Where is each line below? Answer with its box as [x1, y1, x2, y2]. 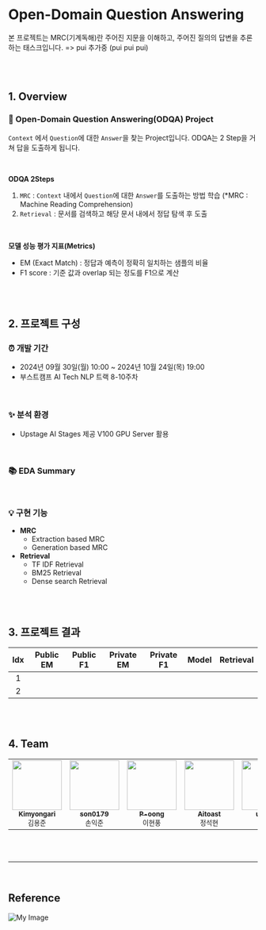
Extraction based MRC [31, 534, 105, 544]
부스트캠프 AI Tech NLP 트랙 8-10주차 [19, 372, 139, 382]
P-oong [139, 809, 165, 818]
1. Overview [8, 90, 67, 104]
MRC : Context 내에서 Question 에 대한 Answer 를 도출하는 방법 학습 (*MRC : [19, 190, 249, 200]
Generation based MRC [31, 543, 108, 552]
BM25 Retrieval [31, 568, 82, 578]
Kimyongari [18, 809, 56, 818]
